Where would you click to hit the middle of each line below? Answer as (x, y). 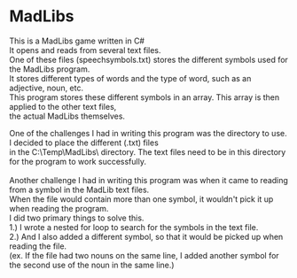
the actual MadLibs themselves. (67, 116)
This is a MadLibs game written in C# (77, 41)
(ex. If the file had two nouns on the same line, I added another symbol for (144, 255)
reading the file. (38, 246)
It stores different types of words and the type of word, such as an (130, 78)
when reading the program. (59, 208)
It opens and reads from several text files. (85, 50)
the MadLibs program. (50, 69)
